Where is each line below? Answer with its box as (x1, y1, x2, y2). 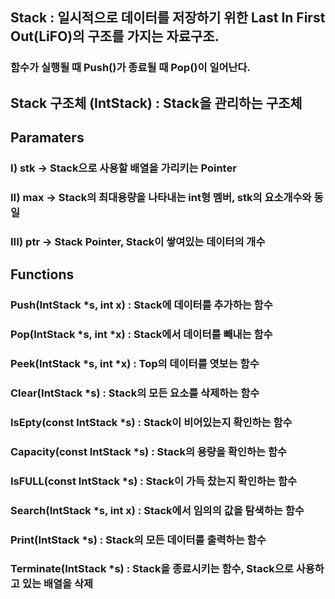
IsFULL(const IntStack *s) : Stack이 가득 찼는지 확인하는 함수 (10, 474, 298, 488)
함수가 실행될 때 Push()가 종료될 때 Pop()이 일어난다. (10, 61, 252, 75)
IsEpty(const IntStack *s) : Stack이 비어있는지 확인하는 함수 (10, 415, 293, 429)
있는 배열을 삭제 (21, 577, 94, 591)
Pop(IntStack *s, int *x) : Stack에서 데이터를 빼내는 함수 (10, 328, 273, 342)
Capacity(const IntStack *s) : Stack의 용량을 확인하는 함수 (10, 444, 288, 458)
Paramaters (10, 129, 85, 147)
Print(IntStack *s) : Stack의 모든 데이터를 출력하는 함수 (10, 533, 267, 547)
